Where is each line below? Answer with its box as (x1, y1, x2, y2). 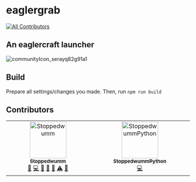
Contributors (6, 105, 54, 115)
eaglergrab (6, 4, 61, 17)
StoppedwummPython (113, 158, 167, 164)
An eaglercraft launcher (6, 40, 94, 50)
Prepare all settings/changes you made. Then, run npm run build (6, 88, 162, 95)
